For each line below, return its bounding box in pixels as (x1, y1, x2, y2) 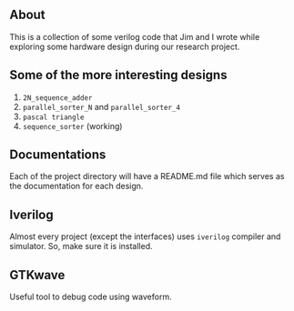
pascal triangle (22, 113, 85, 122)
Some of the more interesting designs (9, 67, 228, 83)
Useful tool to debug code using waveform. (9, 291, 172, 303)
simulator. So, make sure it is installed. (9, 241, 153, 252)
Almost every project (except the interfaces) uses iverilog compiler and (9, 231, 281, 242)
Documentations (9, 147, 106, 163)
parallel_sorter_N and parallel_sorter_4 (22, 101, 180, 112)
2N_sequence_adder (22, 93, 93, 103)
